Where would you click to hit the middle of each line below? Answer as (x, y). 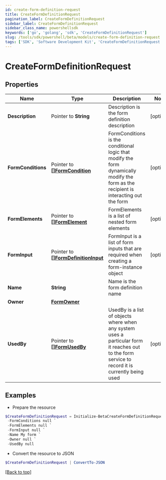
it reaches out (124, 347)
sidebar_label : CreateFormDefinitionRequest (52, 24)
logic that (119, 152)
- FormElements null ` (29, 426)
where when (123, 322)
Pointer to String (70, 116)
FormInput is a (125, 236)
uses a (116, 335)
